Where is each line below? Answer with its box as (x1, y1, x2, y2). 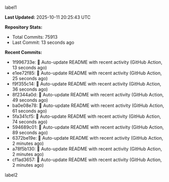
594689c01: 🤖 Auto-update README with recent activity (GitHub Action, (12, 124, 164, 130)
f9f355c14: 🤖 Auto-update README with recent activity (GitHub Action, (12, 81, 161, 87)
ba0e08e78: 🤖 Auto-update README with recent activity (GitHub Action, (12, 102, 164, 109)
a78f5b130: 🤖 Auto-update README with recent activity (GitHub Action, (12, 146, 162, 152)
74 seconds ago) (12, 119, 48, 124)
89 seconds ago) (12, 129, 48, 136)
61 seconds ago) (12, 108, 47, 114)
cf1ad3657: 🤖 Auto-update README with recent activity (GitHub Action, (12, 157, 162, 163)
